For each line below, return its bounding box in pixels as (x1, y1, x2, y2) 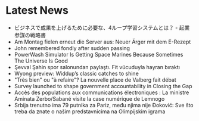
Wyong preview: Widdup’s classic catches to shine (14, 70, 139, 77)
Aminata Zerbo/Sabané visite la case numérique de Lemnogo (14, 95, 165, 102)
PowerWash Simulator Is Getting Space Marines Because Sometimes (14, 51, 184, 58)
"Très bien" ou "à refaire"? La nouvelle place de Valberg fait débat (14, 76, 176, 83)
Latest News (5, 4, 69, 17)
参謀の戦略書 (14, 31, 46, 39)
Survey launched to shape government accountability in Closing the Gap (14, 82, 192, 89)
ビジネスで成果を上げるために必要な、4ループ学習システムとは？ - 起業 (14, 24, 190, 31)
